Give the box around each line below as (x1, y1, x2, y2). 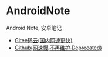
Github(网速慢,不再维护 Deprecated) (14, 44, 102, 51)
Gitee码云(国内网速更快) (14, 36, 73, 43)
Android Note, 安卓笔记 (6, 24, 62, 31)
